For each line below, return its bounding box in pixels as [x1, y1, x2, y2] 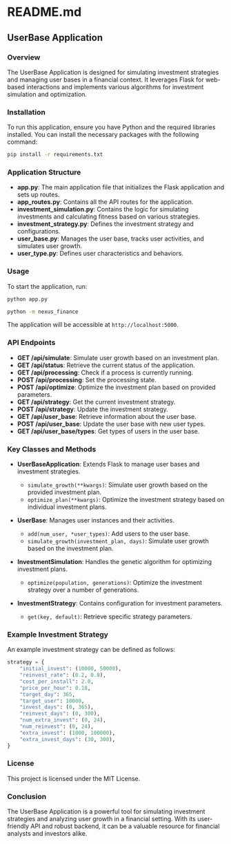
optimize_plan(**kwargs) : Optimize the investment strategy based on [27, 495, 225, 503]
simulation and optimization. [7, 90, 88, 98]
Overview [7, 53, 41, 62]
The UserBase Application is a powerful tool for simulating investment [7, 807, 205, 816]
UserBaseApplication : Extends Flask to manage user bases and [17, 460, 200, 468]
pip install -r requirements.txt [7, 151, 103, 158]
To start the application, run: [7, 282, 88, 290]
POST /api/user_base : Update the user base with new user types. [17, 420, 205, 428]
